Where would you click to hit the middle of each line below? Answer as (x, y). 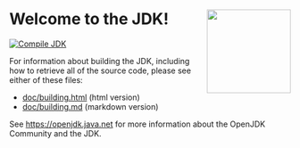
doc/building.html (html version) (81, 97)
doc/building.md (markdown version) (90, 106)
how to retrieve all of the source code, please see (100, 70)
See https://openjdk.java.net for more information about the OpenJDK (137, 124)
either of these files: (46, 79)
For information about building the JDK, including (100, 61)
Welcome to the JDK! (89, 19)
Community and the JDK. (55, 133)
